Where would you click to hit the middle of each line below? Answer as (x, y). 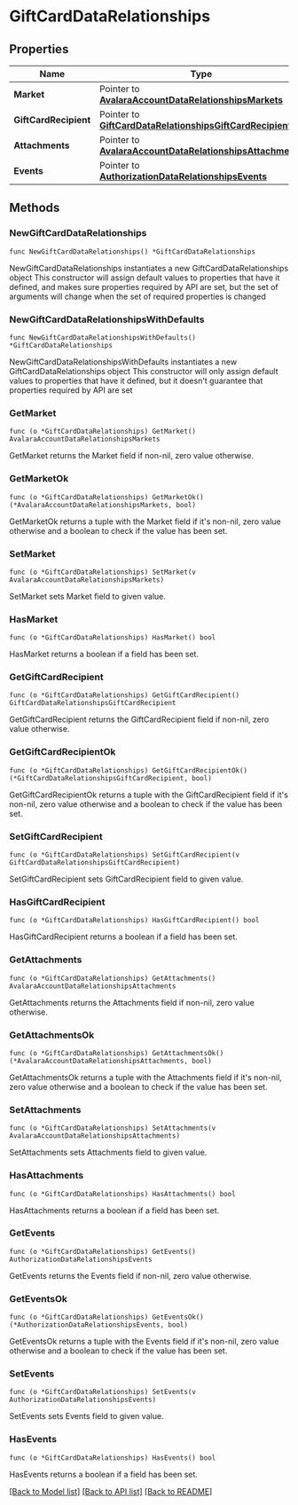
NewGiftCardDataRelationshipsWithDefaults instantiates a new (123, 362)
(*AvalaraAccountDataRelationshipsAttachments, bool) (111, 1061)
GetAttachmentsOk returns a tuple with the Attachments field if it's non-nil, (145, 1077)
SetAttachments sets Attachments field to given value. (108, 1152)
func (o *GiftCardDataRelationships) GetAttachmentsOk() (117, 1053)
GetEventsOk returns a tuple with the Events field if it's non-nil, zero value (144, 1342)
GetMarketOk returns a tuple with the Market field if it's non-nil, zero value (145, 521)
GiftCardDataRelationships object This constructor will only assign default (144, 371)
